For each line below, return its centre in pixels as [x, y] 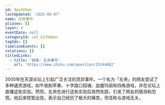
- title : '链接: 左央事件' [35, 60]
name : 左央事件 [19, 19]
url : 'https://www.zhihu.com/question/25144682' [65, 65]
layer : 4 [14, 28]
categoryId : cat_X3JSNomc [32, 37]
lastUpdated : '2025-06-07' [33, 14]
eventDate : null [22, 33]
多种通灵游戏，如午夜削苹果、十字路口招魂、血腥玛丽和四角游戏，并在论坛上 [83, 86]
